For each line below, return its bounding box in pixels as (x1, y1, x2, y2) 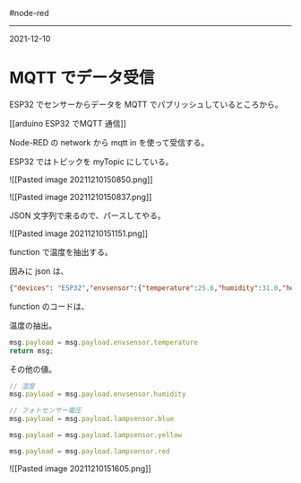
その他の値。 (9, 364, 56, 374)
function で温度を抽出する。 (9, 246, 114, 257)
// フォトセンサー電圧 (9, 406, 82, 416)
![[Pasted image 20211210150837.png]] (9, 191, 152, 202)
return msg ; (9, 346, 54, 356)
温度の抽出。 (9, 320, 56, 330)
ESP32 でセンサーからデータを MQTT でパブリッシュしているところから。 (9, 99, 283, 110)
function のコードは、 (9, 301, 90, 312)
